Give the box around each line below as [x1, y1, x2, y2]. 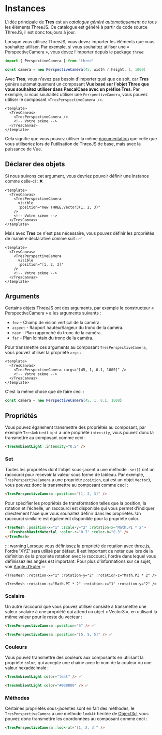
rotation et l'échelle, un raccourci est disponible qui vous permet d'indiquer [5, 506, 155, 511]
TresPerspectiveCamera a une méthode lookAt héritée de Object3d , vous [5, 711, 149, 717]
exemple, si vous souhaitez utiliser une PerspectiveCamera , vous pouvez [5, 91, 148, 97]
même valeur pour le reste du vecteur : [5, 614, 83, 620]
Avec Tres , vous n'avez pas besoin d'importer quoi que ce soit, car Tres [5, 76, 149, 82]
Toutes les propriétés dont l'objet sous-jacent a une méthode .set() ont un [5, 467, 155, 473]
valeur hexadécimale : [5, 665, 49, 671]
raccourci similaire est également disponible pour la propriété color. [5, 516, 140, 522]
